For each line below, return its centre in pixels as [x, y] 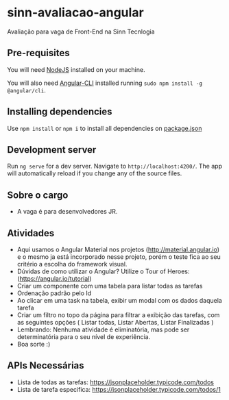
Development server [52, 150]
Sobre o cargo [38, 195]
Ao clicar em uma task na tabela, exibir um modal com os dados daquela [120, 300]
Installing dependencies [60, 112]
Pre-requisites [38, 53]
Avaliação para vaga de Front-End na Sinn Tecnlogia [81, 32]
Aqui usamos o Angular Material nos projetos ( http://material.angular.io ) [118, 249]
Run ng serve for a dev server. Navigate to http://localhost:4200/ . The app [115, 166]
